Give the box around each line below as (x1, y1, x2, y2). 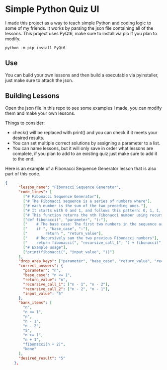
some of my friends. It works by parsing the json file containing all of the (5, 25, 154, 31)
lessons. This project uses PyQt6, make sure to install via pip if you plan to (5, 30, 158, 36)
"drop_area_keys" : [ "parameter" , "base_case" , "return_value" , (18, 259, 153, 264)
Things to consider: (5, 120, 45, 126)
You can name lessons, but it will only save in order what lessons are (12, 145, 153, 151)
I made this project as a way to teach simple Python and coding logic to (5, 20, 152, 26)
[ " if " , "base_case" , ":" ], (23, 226, 90, 231)
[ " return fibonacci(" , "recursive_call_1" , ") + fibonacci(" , (23, 240, 164, 245)
